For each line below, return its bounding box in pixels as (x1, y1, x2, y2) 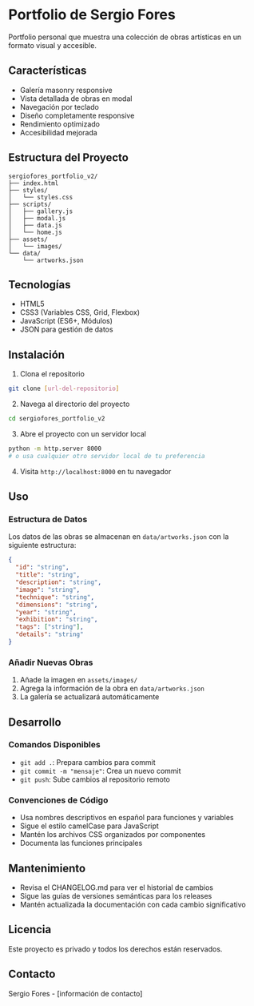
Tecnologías (8, 278, 71, 292)
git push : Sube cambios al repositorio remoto (19, 775, 170, 784)
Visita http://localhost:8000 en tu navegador (19, 466, 172, 476)
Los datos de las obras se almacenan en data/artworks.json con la (8, 532, 229, 541)
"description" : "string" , (15, 578, 102, 586)
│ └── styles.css (8, 193, 73, 201)
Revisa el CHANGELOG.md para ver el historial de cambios (19, 883, 214, 892)
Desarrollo (8, 715, 62, 729)
